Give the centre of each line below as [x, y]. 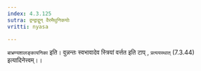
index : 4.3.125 [30, 14]
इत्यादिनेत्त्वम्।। [25, 61]
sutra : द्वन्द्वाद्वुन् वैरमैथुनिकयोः [39, 20]
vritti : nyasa [28, 26]
